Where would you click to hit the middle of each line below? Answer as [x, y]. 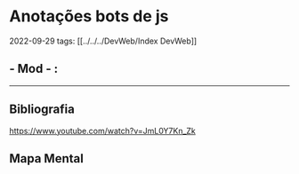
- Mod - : [34, 69]
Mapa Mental [47, 158]
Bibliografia [42, 110]
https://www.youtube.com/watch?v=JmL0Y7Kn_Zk [102, 130]
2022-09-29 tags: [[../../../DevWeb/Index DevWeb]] [103, 41]
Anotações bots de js [89, 16]
